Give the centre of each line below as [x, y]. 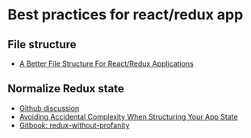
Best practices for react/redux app [125, 15]
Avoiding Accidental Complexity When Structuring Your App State [129, 116]
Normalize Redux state [66, 89]
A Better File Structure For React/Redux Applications [107, 63]
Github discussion [49, 108]
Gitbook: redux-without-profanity [74, 125]
